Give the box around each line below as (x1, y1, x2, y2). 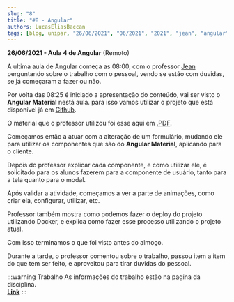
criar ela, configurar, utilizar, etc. (7, 197, 100, 205)
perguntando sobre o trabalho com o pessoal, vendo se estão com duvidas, (7, 70, 225, 78)
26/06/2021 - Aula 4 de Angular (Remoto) (7, 49, 130, 57)
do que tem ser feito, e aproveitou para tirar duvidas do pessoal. (7, 259, 192, 268)
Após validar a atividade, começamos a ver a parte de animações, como (7, 189, 214, 197)
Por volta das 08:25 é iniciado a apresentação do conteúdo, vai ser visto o (7, 91, 221, 99)
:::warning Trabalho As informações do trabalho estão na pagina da (7, 273, 201, 281)
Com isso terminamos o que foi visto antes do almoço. (7, 239, 164, 247)
